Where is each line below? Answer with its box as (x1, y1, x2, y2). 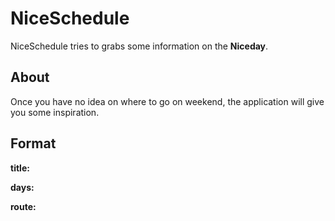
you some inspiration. (10, 106, 100, 118)
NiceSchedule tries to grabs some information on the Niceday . (10, 40, 269, 52)
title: (10, 162, 30, 174)
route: (10, 200, 37, 212)
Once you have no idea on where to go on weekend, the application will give (10, 95, 325, 107)
